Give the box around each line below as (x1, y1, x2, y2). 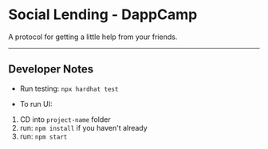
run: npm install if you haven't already (19, 123, 148, 132)
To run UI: (19, 99, 53, 108)
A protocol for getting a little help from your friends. (8, 32, 178, 41)
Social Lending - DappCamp (8, 6, 198, 24)
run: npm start (19, 131, 68, 141)
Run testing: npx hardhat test (19, 84, 119, 93)
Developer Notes (8, 62, 94, 76)
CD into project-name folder (19, 114, 111, 124)
